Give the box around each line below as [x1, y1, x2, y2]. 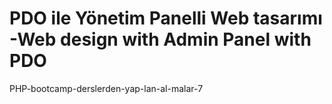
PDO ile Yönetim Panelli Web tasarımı [9, 7, 323, 30]
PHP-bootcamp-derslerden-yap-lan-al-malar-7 [9, 82, 204, 94]
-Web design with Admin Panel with [9, 28, 312, 51]
